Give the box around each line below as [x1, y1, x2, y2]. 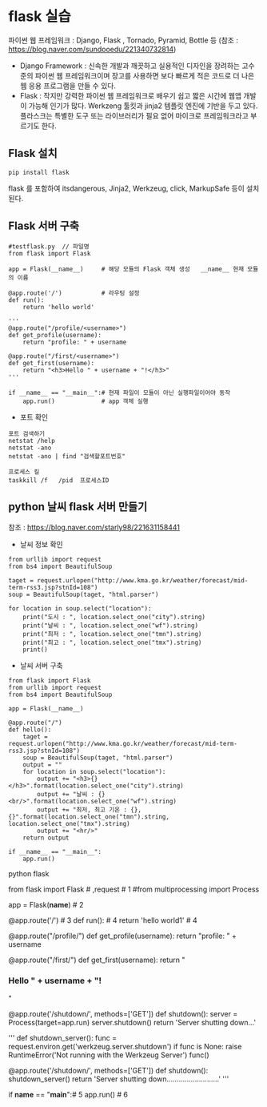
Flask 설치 [8, 147, 58, 160]
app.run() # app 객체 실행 [22, 397, 149, 405]
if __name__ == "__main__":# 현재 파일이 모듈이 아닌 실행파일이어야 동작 [8, 388, 231, 397]
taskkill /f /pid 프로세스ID [8, 476, 110, 485]
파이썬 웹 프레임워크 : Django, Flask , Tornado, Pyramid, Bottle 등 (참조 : [8, 35, 238, 45]
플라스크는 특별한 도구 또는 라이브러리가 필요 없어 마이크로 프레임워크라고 [19, 111, 249, 120]
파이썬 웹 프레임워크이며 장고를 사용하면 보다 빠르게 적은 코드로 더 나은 [34, 70, 255, 80]
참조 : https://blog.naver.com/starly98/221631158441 [8, 522, 181, 533]
